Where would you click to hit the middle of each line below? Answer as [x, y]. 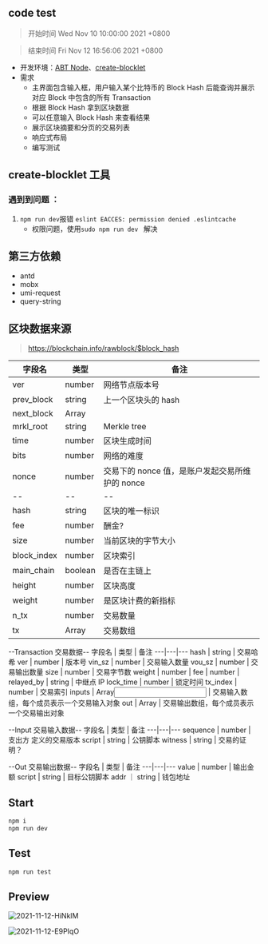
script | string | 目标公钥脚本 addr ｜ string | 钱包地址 [104, 777]
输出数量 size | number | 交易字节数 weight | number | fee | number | [127, 672]
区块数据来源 [40, 328]
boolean [80, 571]
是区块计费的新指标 [139, 601]
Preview [29, 896]
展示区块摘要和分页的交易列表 [81, 127]
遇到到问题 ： [34, 200]
